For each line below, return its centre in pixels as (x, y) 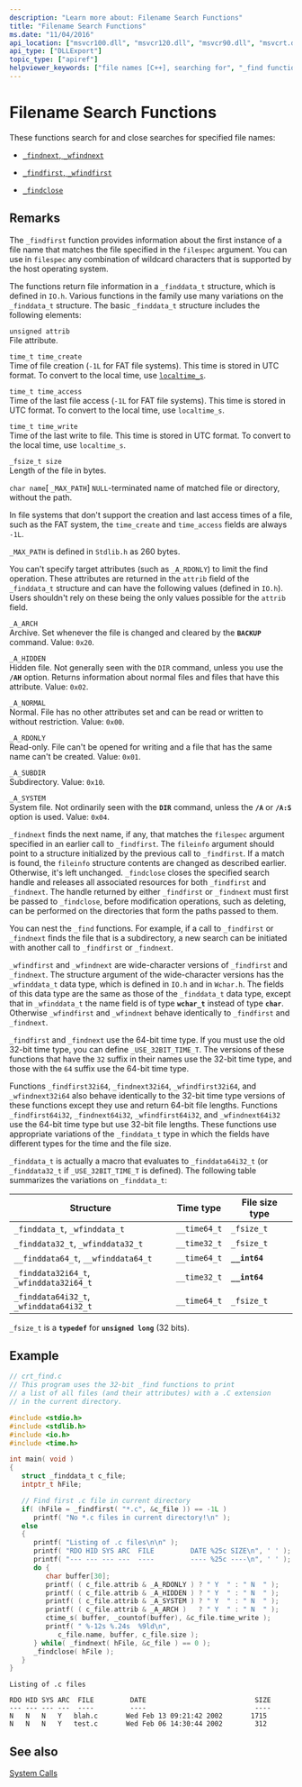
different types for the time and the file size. (91, 1143)
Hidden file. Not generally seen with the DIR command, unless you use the (147, 667)
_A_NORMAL (28, 703)
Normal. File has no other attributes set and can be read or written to (136, 712)
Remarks (35, 219)
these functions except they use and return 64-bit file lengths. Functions (144, 1105)
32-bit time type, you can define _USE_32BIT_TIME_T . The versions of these (147, 1049)
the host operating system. (59, 269)
